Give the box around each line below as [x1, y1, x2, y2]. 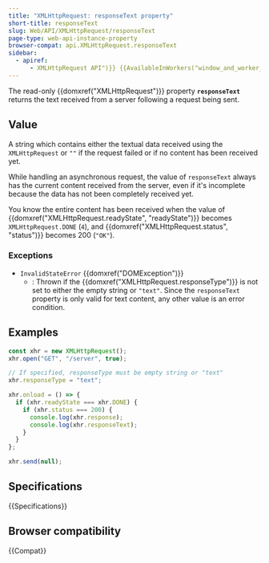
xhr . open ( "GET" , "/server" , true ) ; [8, 354, 127, 362]
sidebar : [8, 49, 38, 57]
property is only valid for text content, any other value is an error [31, 294, 246, 304]
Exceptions [8, 250, 54, 261]
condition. [31, 302, 66, 312]
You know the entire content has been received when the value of [8, 204, 226, 214]
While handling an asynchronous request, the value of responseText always [8, 172, 256, 182]
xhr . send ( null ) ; [8, 458, 62, 466]
